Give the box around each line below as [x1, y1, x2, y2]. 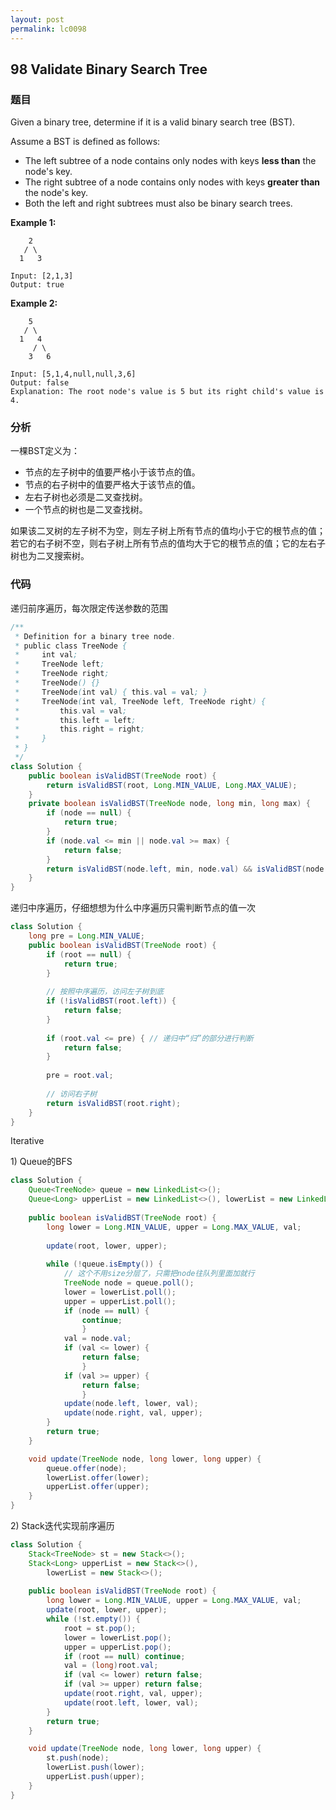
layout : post [10, 14, 65, 25]
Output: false [10, 378, 70, 388]
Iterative [10, 1135, 45, 1147]
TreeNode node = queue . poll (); [63, 1278, 195, 1288]
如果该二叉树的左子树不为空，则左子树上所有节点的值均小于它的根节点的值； [10, 525, 326, 537]
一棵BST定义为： [10, 445, 81, 457]
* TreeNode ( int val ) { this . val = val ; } [14, 687, 208, 697]
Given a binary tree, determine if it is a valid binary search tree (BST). [10, 116, 296, 128]
